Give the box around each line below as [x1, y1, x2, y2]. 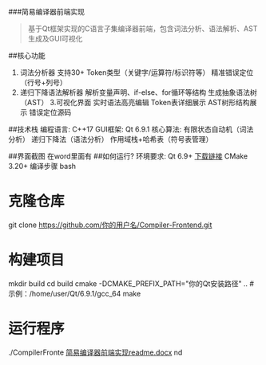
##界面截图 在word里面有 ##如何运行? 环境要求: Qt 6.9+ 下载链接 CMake [8, 151, 248, 161]
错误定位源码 [29, 108, 72, 117]
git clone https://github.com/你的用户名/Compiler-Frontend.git [8, 220, 212, 230]
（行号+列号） [19, 78, 68, 87]
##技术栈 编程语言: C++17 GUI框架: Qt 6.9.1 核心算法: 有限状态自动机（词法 [8, 124, 254, 134]
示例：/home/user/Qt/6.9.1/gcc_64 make [8, 288, 141, 298]
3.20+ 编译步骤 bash [8, 162, 77, 171]
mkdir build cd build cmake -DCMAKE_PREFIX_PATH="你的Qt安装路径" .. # [8, 278, 254, 288]
